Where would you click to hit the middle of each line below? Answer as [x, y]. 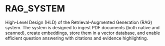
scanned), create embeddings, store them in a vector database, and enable [83, 33]
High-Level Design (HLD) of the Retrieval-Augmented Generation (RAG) [79, 22]
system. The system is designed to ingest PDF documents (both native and [82, 27]
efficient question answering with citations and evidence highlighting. [77, 38]
